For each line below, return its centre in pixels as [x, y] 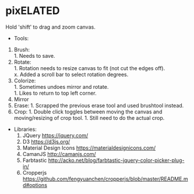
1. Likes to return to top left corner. [55, 93]
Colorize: [25, 81]
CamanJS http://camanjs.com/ [59, 154]
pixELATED [33, 11]
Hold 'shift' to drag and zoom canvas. [50, 27]
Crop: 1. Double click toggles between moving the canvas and [88, 112]
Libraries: [25, 129]
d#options [35, 185]
